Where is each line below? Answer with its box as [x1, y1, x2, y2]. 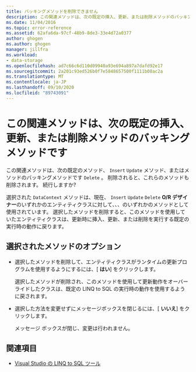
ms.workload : [6, 52, 38, 58]
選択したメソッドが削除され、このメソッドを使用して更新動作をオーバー [14, 278, 188, 285]
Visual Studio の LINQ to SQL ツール [14, 360, 101, 367]
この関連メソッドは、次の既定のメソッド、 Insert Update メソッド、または [6, 166, 185, 173]
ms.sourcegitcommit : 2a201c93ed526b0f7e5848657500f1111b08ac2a [6, 68, 163, 74]
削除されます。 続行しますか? [6, 181, 76, 188]
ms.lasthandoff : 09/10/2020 [6, 85, 75, 91]
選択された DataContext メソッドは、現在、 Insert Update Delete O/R [6, 193, 171, 200]
